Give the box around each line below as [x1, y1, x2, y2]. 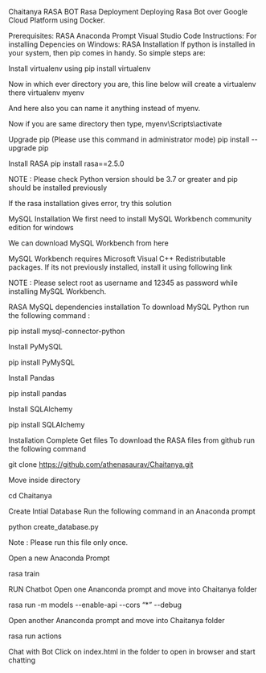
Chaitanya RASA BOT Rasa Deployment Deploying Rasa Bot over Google [8, 7, 248, 16]
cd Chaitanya [8, 491, 52, 500]
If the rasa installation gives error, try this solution [8, 199, 172, 208]
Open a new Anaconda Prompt [8, 553, 110, 563]
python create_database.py [8, 522, 99, 531]
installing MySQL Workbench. [8, 287, 107, 296]
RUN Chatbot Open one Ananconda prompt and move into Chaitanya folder [8, 584, 257, 594]
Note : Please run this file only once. [8, 538, 129, 547]
